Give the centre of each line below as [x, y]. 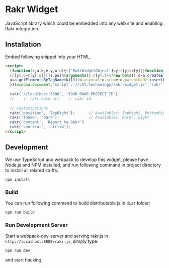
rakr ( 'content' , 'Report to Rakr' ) [47, 122]
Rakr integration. [22, 28]
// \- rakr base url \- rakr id [51, 99]
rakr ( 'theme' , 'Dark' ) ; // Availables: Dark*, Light [80, 118]
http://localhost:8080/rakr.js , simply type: [52, 241]
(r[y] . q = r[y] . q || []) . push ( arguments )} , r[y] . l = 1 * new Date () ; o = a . [78, 75]
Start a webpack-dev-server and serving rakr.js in [57, 236]
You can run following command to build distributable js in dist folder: [78, 203]
